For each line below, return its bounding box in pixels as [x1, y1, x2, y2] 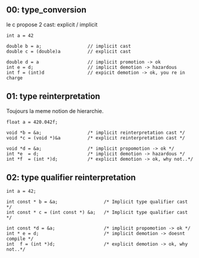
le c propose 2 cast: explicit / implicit [6, 21, 98, 28]
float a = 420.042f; [6, 119, 59, 125]
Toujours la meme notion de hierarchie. [6, 107, 104, 114]
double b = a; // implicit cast [6, 43, 131, 49]
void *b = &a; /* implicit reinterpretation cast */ [6, 129, 186, 135]
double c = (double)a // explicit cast [6, 48, 131, 54]
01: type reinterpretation [6, 91, 100, 102]
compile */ [6, 236, 34, 242]
